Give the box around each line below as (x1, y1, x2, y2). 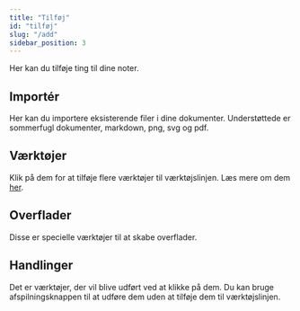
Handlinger (9, 258, 74, 273)
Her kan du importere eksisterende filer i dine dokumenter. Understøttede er (9, 113, 291, 124)
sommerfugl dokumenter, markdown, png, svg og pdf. (9, 122, 209, 133)
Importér (9, 89, 60, 104)
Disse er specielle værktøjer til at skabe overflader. (9, 231, 198, 243)
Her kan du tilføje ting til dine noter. (9, 63, 139, 74)
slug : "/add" (9, 30, 58, 39)
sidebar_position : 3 (9, 38, 87, 48)
